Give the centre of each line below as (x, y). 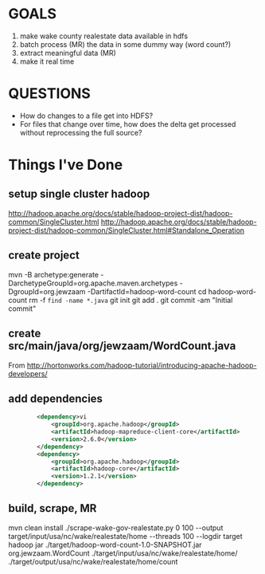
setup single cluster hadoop (79, 194)
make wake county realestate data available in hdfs (104, 36)
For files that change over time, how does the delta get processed (128, 124)
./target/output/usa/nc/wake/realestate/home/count (93, 561)
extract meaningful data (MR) (68, 53)
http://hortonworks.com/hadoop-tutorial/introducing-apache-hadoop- (142, 365)
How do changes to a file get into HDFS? (86, 116)
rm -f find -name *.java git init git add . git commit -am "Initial (131, 300)
